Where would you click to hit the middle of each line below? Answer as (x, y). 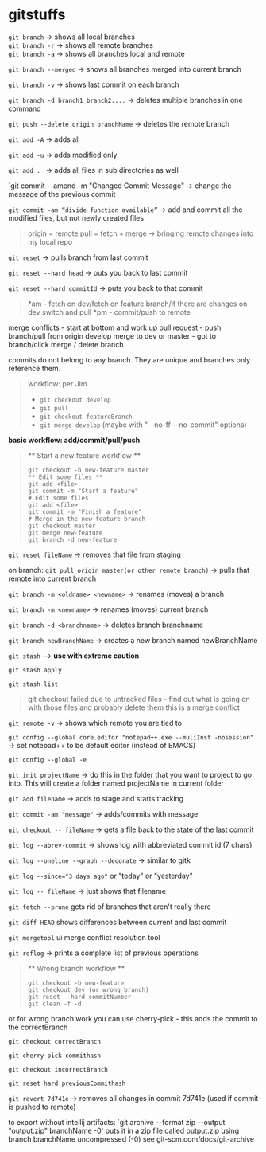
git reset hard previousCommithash (67, 1083)
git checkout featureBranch (86, 417)
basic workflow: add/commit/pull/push (74, 440)
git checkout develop (75, 400)
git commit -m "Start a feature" (83, 491)
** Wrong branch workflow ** (76, 968)
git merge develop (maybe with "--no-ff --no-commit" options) (143, 425)
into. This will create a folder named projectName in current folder (116, 783)
